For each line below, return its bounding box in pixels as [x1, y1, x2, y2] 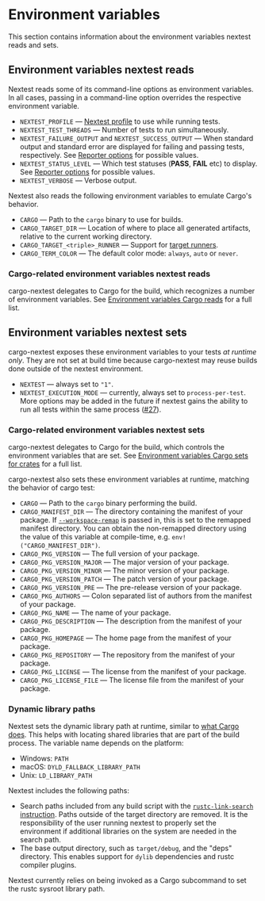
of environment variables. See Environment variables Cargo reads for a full [8, 295, 252, 305]
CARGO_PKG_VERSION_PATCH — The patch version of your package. [19, 574, 230, 584]
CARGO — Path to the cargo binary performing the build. [19, 498, 198, 508]
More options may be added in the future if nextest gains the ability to [19, 396, 248, 405]
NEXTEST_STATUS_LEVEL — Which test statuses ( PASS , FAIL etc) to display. [19, 159, 258, 168]
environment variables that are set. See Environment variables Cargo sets [8, 450, 248, 461]
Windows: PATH [19, 753, 69, 763]
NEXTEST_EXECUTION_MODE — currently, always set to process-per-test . [19, 387, 246, 397]
